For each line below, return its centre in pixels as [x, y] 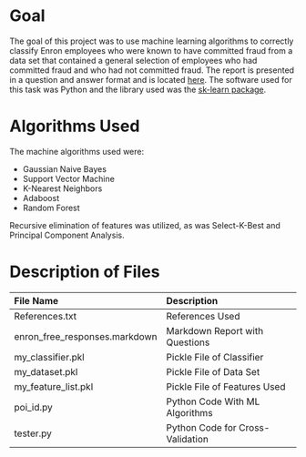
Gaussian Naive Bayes [65, 168]
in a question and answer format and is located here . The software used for [151, 79]
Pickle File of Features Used [226, 386]
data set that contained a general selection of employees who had [133, 60]
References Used [203, 316]
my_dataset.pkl [46, 371]
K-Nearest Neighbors [62, 188]
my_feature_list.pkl [54, 386]
